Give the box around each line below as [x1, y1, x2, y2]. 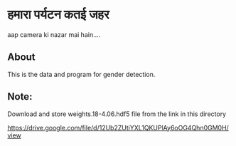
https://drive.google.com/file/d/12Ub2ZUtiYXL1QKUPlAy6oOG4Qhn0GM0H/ [7, 123, 229, 132]
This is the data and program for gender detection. [7, 70, 156, 78]
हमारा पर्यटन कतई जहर [7, 6, 109, 23]
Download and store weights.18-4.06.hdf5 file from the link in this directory [7, 110, 226, 118]
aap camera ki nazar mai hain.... [7, 30, 101, 38]
